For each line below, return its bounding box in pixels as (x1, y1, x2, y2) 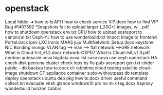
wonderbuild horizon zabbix (5, 85, 61, 91)
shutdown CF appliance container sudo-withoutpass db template (18, 70, 149, 76)
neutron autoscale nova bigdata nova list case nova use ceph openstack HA (5, 54, 158, 60)
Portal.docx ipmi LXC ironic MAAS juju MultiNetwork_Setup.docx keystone (5, 39, 154, 45)
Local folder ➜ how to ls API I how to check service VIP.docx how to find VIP (5, 19, 158, 25)
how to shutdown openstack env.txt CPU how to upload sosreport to (5, 29, 143, 35)
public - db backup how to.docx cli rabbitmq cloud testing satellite (5, 65, 138, 70)
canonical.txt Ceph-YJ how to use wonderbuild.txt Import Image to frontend (5, 34, 157, 40)
